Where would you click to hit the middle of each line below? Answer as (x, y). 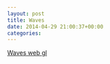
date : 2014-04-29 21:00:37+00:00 (55, 26)
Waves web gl (27, 53)
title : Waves (26, 20)
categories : (24, 33)
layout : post (26, 14)
